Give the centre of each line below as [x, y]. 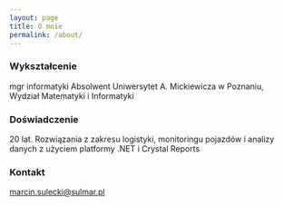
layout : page [34, 18]
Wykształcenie [43, 66]
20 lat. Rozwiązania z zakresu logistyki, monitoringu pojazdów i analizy [142, 139]
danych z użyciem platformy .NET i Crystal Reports [105, 148]
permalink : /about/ [46, 34]
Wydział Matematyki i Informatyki [72, 95]
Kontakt [27, 172]
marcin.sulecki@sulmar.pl [58, 192]
